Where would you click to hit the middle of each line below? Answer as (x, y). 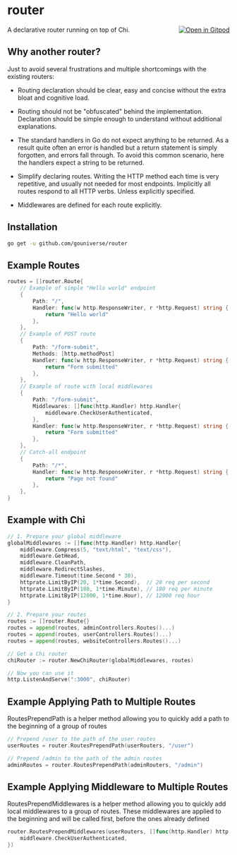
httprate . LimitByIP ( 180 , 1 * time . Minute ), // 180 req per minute (116, 589)
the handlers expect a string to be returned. (81, 162)
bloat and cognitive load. (54, 97)
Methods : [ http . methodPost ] (74, 354)
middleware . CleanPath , (53, 563)
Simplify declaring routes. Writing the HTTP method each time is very (118, 176)
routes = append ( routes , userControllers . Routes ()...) (90, 635)
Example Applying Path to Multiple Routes (102, 701)
